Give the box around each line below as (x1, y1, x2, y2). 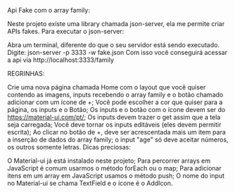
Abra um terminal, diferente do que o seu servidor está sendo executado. (7, 41, 220, 49)
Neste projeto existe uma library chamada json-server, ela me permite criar (7, 20, 225, 27)
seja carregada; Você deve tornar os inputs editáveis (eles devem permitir (7, 120, 222, 129)
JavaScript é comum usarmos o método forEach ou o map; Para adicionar (7, 164, 222, 172)
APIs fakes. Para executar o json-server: (7, 27, 125, 35)
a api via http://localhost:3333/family (7, 56, 115, 64)
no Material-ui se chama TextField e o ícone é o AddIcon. (7, 179, 173, 187)
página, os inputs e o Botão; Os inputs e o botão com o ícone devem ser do (7, 106, 226, 113)
